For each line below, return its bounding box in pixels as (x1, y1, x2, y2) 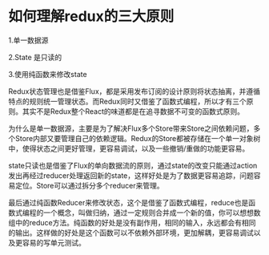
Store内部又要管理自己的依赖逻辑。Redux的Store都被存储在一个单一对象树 (14, 133, 261, 143)
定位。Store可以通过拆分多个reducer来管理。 (14, 180, 164, 190)
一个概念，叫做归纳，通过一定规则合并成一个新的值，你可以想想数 (42, 208, 261, 217)
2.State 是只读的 (8, 52, 62, 62)
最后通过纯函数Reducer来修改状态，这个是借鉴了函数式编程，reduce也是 (8, 197, 249, 207)
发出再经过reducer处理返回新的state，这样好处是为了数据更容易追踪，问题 (8, 170, 254, 180)
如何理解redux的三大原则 (8, 7, 175, 26)
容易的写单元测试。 (22, 237, 86, 247)
